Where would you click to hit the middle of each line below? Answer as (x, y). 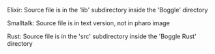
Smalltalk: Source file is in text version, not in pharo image (89, 23)
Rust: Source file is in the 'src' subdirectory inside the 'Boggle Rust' (102, 36)
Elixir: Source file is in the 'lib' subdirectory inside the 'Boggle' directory (107, 10)
